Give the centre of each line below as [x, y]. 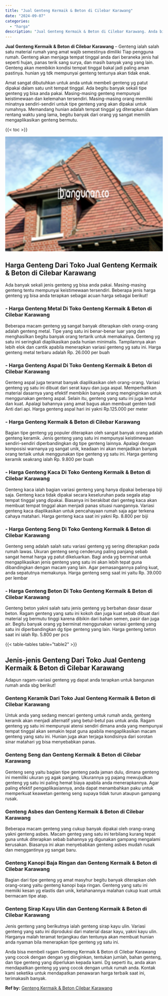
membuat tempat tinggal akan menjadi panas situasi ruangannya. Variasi [80, 505]
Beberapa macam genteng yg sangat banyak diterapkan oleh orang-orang [82, 325]
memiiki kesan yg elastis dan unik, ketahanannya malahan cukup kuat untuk [83, 890]
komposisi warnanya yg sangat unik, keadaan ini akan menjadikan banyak [81, 449]
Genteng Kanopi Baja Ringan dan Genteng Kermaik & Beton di [81, 862]
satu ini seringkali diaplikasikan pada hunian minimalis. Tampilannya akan [80, 341]
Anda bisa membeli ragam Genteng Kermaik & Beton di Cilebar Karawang [81, 951]
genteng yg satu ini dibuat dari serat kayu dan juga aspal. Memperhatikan [81, 388]
